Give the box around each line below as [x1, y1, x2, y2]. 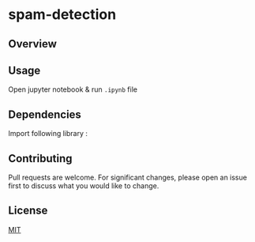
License [8, 204, 48, 217]
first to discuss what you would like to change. [8, 181, 159, 191]
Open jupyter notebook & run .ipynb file [8, 85, 138, 94]
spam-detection [8, 6, 117, 24]
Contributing [8, 152, 73, 165]
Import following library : [8, 129, 88, 138]
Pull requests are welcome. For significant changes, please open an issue [8, 172, 247, 183]
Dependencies [8, 108, 81, 121]
